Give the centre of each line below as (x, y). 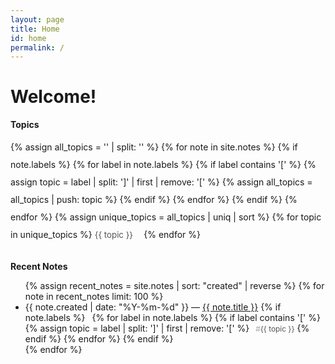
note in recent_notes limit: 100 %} (94, 297)
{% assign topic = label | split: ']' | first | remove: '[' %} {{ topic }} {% (167, 328)
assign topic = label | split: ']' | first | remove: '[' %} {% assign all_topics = (161, 182)
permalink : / (37, 47)
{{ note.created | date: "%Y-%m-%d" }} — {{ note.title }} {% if (153, 307)
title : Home (35, 29)
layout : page (37, 19)
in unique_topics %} (51, 235)
